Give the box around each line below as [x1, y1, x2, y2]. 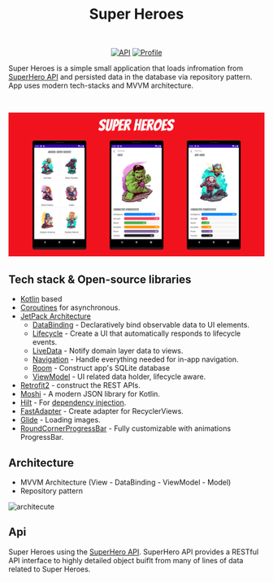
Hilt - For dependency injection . [19, 397, 127, 407]
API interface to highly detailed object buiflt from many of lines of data [8, 555, 244, 565]
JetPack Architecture [19, 311, 91, 321]
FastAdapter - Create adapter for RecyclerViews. [19, 406, 184, 416]
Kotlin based [19, 294, 63, 304]
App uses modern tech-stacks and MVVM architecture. [8, 80, 193, 90]
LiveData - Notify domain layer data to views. [32, 346, 184, 356]
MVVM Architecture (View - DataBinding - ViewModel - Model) [19, 477, 232, 488]
